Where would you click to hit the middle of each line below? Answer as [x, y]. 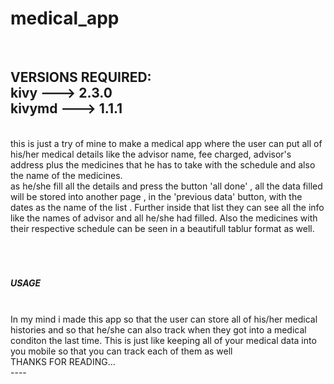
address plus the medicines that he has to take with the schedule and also [163, 164]
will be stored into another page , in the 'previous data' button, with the [156, 196]
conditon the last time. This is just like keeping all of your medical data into [163, 340]
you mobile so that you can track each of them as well [121, 351]
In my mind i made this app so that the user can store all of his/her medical [164, 319]
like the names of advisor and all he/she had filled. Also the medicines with [164, 218]
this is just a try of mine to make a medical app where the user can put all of [166, 143]
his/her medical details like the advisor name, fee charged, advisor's [151, 154]
